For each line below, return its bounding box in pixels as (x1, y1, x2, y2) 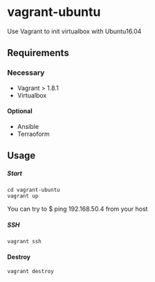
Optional (7, 107, 33, 115)
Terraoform (17, 130, 50, 138)
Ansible (17, 122, 39, 130)
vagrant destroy (7, 268, 54, 275)
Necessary (7, 68, 45, 78)
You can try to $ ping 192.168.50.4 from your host (7, 205, 148, 213)
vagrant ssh (7, 238, 42, 245)
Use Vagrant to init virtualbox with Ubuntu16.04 (7, 27, 142, 35)
